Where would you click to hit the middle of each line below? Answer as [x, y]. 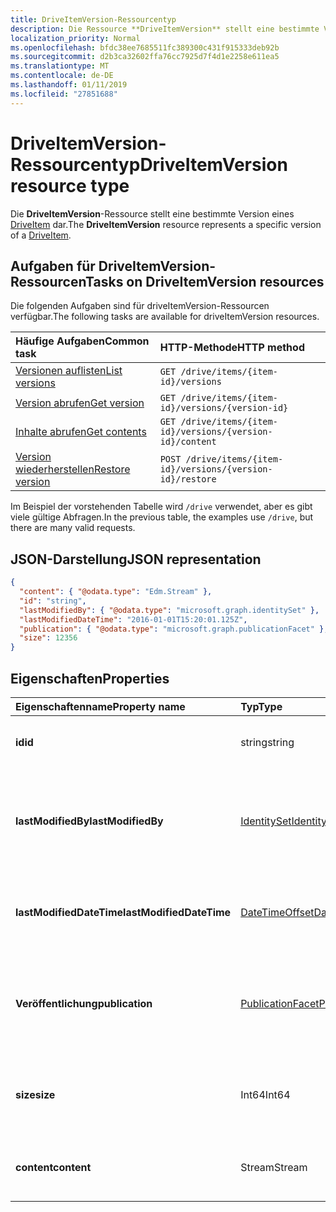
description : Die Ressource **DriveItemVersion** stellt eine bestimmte [165, 29]
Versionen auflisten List [69, 371]
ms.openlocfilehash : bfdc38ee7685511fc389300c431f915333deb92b [145, 47]
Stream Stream [274, 1167]
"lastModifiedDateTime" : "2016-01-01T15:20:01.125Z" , [133, 619]
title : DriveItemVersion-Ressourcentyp [93, 19]
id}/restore [188, 479]
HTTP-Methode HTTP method [232, 348]
